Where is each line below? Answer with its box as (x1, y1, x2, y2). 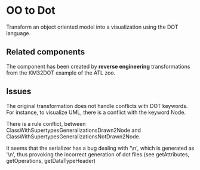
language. (6, 29, 31, 36)
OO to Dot (6, 4, 56, 17)
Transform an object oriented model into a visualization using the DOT (6, 23, 179, 30)
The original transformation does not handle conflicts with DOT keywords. (6, 102, 188, 109)
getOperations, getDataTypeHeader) (6, 157, 96, 164)
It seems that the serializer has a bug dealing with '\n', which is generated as (6, 144, 195, 152)
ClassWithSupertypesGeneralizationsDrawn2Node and (6, 126, 141, 134)
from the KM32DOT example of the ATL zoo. (6, 69, 116, 76)
